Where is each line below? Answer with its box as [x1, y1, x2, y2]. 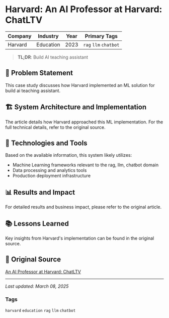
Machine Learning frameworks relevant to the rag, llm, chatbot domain [12, 162, 159, 168]
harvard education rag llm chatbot [5, 308, 76, 313]
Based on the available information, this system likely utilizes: [5, 152, 132, 158]
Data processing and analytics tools [12, 167, 87, 173]
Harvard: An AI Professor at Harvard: [5, 4, 162, 15]
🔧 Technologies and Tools [5, 139, 88, 147]
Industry [37, 32, 59, 39]
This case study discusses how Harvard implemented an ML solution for [5, 82, 155, 88]
